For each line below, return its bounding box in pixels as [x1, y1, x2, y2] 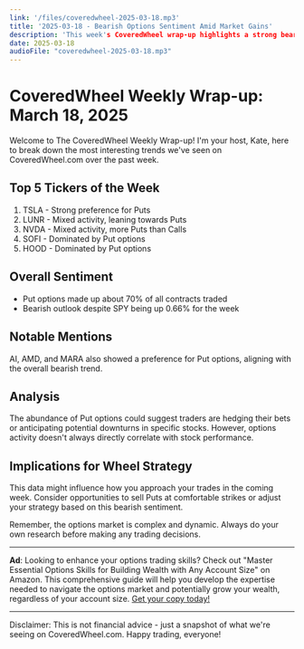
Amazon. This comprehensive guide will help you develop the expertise [9, 574, 276, 585]
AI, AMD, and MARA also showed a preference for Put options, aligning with [9, 353, 291, 364]
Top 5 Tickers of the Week [9, 180, 160, 196]
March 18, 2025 [9, 105, 128, 126]
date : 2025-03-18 [9, 38, 75, 48]
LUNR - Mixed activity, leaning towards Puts [22, 214, 187, 224]
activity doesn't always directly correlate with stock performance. [9, 432, 254, 444]
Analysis [9, 388, 61, 404]
